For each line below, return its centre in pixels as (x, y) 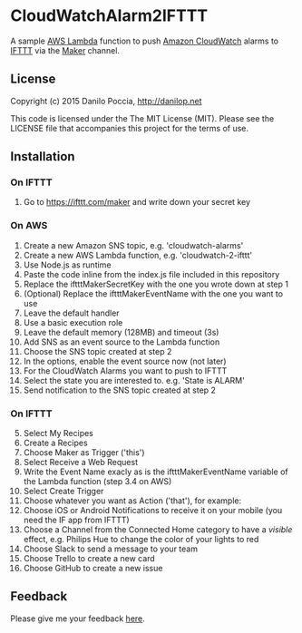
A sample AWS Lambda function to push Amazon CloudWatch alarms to (145, 41)
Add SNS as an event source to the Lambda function (122, 342)
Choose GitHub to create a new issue (93, 569)
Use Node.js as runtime (67, 265)
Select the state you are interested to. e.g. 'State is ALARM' (134, 380)
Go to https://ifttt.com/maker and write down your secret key (137, 202)
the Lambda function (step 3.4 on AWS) (97, 482)
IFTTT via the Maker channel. (65, 50)
